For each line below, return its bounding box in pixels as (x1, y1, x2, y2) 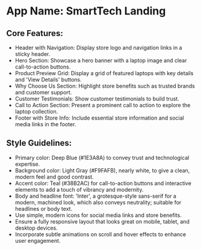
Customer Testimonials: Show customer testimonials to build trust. (14, 95, 179, 102)
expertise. (14, 160, 40, 168)
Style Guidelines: (6, 138, 72, 148)
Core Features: (6, 28, 63, 38)
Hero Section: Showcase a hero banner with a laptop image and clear (14, 57, 187, 64)
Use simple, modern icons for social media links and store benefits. (14, 212, 182, 219)
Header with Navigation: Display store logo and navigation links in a (14, 44, 182, 51)
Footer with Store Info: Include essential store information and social (14, 114, 185, 121)
